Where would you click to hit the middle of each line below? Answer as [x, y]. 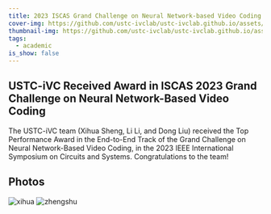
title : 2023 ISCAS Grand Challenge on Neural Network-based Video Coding [135, 16]
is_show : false [34, 53]
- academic [34, 46]
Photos [27, 182]
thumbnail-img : [34, 31]
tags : [17, 38]
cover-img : [27, 23]
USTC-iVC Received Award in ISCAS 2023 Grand [133, 86]
